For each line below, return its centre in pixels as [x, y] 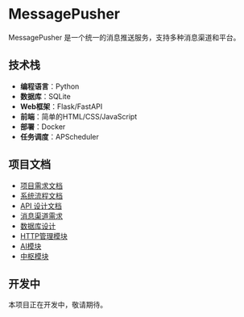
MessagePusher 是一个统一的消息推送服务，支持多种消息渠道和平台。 [124, 37]
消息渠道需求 [41, 215]
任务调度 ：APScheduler [59, 136]
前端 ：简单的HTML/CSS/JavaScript [79, 116]
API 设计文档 [41, 206]
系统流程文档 [41, 195]
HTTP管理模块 [44, 236]
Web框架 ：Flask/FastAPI [61, 106]
